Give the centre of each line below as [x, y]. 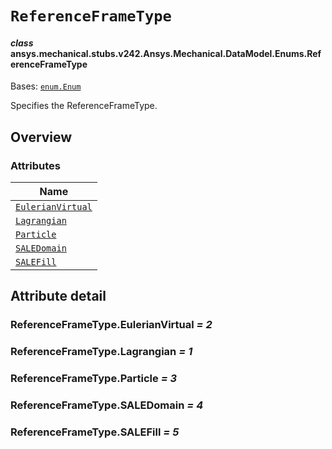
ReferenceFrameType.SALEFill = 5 [95, 432]
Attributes [35, 165]
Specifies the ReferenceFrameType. [84, 106]
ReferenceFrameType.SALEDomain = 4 [107, 405]
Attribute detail [58, 296]
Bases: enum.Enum [46, 86]
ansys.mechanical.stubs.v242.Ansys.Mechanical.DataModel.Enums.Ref [166, 53]
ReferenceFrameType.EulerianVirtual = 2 [111, 325]
